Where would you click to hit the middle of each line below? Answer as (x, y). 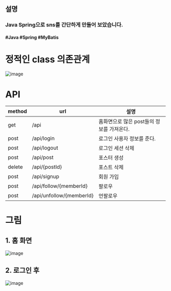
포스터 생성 (111, 158)
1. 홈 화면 (19, 241)
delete (15, 167)
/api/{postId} (47, 167)
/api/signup (46, 176)
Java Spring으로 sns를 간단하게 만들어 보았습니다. (64, 25)
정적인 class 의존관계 (48, 60)
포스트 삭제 (111, 167)
